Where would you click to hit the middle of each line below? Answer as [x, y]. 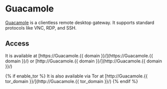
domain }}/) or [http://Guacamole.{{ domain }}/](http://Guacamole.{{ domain [83, 61]
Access [17, 44]
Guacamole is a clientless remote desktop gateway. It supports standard [80, 22]
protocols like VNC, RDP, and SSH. [41, 27]
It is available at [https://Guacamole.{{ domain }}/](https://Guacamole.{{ [79, 55]
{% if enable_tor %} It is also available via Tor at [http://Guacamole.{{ [76, 76]
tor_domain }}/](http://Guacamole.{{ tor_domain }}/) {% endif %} [72, 81]
